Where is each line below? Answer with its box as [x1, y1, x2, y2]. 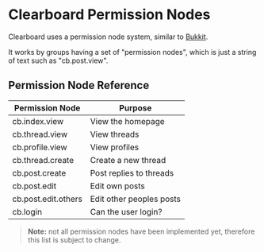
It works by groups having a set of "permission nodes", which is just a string [8, 47, 257, 56]
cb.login [12, 206, 42, 217]
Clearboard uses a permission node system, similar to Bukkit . [8, 32, 209, 41]
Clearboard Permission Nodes [8, 6, 211, 24]
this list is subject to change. [27, 235, 121, 244]
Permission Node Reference [8, 79, 150, 92]
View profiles [90, 142, 140, 153]
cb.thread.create [12, 154, 75, 165]
